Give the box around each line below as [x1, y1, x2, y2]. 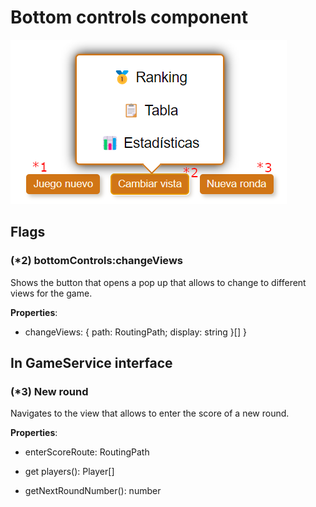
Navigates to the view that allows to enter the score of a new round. [10, 407, 290, 420]
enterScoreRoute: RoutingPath [24, 446, 150, 458]
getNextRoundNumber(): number [24, 485, 162, 497]
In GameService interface [10, 355, 173, 372]
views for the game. [10, 287, 93, 299]
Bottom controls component [10, 6, 248, 29]
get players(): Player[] [24, 466, 115, 478]
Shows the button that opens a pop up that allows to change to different [10, 276, 307, 288]
